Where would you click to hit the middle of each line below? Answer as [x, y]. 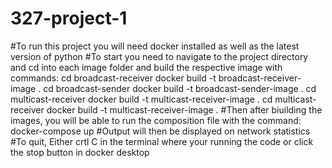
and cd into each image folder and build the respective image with [146, 67]
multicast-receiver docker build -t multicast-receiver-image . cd [141, 99]
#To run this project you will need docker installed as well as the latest [155, 46]
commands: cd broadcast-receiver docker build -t [113, 78]
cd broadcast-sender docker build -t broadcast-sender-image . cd [180, 88]
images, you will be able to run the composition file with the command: [156, 120]
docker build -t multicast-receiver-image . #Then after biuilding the [184, 109]
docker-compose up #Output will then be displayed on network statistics [160, 131]
